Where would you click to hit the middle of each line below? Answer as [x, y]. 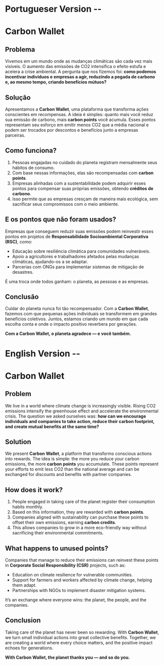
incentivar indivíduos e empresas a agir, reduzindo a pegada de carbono [80, 77]
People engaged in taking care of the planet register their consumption [83, 502]
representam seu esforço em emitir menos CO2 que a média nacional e [77, 125]
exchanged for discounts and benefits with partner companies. [69, 475]
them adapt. [24, 585]
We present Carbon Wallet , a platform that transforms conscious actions [78, 453]
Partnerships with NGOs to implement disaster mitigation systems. [79, 591]
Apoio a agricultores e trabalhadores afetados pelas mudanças [76, 256]
